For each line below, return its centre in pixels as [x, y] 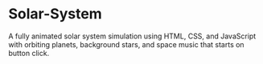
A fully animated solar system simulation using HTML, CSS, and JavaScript [132, 36]
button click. [29, 53]
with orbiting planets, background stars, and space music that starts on [126, 44]
